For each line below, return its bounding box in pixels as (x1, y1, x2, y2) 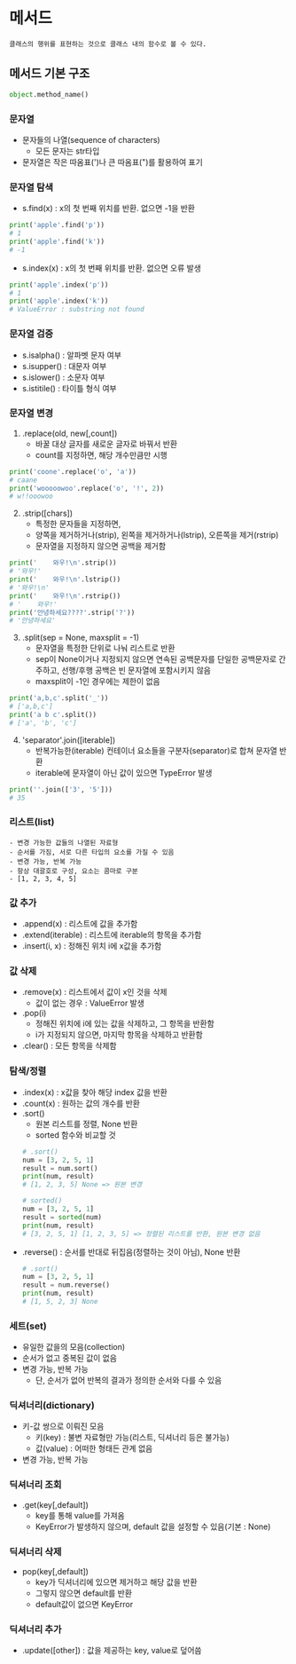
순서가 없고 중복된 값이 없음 (21, 1352, 118, 1363)
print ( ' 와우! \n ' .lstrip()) (9, 575, 121, 584)
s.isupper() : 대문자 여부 (21, 360, 107, 371)
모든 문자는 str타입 (35, 146, 100, 156)
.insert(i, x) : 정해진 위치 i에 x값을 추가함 (21, 941, 162, 951)
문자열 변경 (9, 407, 54, 420)
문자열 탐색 (9, 181, 54, 193)
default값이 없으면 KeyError (35, 1599, 134, 1610)
